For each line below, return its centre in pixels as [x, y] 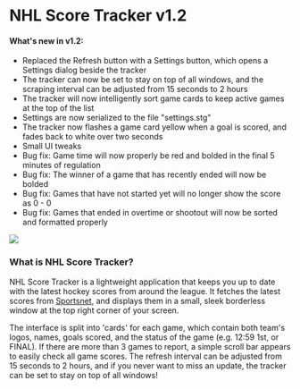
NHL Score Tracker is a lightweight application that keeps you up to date [142, 282]
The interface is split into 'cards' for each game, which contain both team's [147, 327]
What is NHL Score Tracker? [71, 262]
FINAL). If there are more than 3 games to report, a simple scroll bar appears [150, 346]
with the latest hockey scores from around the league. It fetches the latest [145, 291]
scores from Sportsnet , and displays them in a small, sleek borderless [137, 300]
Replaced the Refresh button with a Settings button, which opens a [145, 61]
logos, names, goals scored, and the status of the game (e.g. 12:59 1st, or [144, 337]
